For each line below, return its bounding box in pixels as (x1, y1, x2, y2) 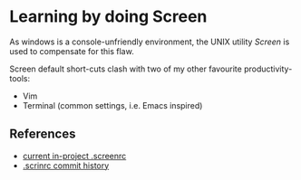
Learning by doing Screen (9, 6, 208, 27)
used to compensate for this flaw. (9, 45, 134, 56)
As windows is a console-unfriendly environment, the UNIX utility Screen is (9, 36, 290, 47)
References (9, 127, 76, 142)
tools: (9, 72, 31, 83)
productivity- (243, 63, 293, 74)
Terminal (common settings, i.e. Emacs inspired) (22, 99, 203, 110)
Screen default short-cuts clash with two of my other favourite (9, 63, 242, 74)
